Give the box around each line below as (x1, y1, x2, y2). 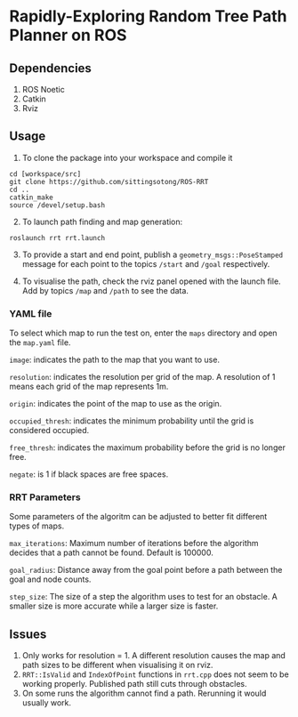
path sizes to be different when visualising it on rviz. (21, 660, 213, 671)
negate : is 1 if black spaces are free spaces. (9, 469, 169, 479)
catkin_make (9, 193, 53, 202)
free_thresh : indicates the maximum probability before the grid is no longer (9, 442, 286, 453)
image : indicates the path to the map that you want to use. (9, 354, 221, 366)
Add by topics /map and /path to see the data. (21, 285, 189, 295)
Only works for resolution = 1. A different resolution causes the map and (21, 650, 286, 661)
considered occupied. (9, 425, 90, 436)
